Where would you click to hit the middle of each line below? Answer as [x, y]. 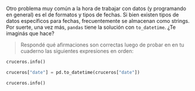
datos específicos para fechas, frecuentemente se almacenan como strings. [98, 21]
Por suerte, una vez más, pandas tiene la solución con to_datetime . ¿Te [91, 27]
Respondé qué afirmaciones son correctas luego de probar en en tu [102, 45]
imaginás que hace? [30, 33]
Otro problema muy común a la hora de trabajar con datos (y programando [96, 9]
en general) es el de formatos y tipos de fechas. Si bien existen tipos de [93, 15]
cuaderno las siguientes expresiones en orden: [77, 51]
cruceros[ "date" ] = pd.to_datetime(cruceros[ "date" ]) [73, 72]
